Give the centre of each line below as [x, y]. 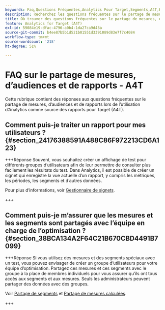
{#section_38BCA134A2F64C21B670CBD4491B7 [82, 238]
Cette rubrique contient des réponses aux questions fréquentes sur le [76, 99]
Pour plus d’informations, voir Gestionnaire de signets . [60, 190]
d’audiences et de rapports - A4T [74, 85]
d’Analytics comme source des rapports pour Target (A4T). [65, 109]
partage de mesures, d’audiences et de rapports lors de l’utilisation [73, 104]
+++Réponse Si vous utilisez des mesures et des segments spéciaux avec [80, 258]
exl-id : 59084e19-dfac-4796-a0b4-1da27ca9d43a [54, 28]
